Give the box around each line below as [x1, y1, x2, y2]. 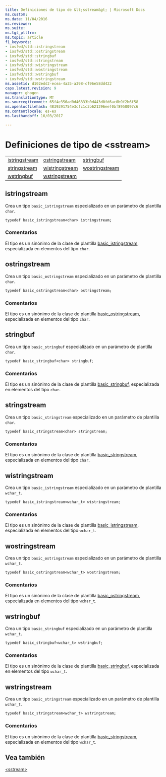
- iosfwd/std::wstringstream [5, 76, 65, 81]
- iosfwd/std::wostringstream [5, 68, 68, 72]
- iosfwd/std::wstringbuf [5, 72, 58, 77]
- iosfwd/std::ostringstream [5, 49, 65, 54]
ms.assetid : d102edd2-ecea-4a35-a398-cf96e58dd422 [5, 81, 112, 86]
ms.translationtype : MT [5, 95, 55, 100]
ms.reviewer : [5, 21, 32, 26]
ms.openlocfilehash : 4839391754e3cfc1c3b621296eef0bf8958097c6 [5, 104, 139, 109]
